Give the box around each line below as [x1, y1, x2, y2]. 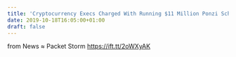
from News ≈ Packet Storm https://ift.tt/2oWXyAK [7, 42, 151, 51]
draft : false [7, 23, 46, 30]
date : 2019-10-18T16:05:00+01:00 [7, 17, 105, 24]
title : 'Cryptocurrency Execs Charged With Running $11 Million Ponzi [7, 10, 218, 17]
